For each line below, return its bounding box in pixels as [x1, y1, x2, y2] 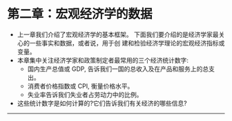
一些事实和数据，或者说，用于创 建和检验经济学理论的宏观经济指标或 [29, 38, 225, 47]
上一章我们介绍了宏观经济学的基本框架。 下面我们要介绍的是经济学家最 [17, 30, 219, 38]
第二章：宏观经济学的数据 [7, 6, 153, 22]
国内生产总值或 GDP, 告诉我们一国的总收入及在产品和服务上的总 [27, 65, 209, 73]
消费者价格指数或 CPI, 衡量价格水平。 [27, 82, 134, 90]
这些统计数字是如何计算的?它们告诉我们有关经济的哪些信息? [17, 99, 188, 107]
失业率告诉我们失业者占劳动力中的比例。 [27, 90, 143, 98]
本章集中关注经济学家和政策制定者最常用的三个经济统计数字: [17, 56, 188, 64]
